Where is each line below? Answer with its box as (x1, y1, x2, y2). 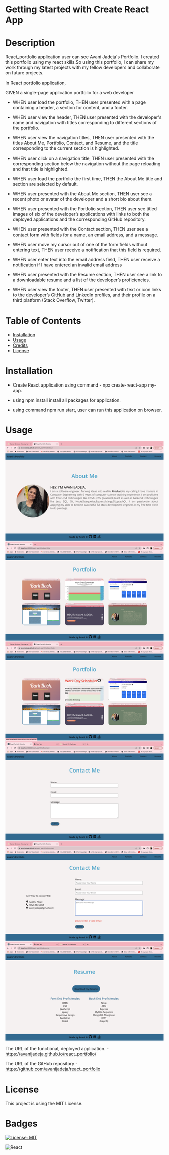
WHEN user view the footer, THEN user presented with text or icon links (12, 287, 162, 293)
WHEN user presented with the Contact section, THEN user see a (12, 226, 148, 233)
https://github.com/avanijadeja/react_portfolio (5, 1066, 101, 1072)
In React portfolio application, (5, 80, 66, 86)
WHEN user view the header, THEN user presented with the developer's (12, 114, 162, 120)
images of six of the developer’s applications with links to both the (12, 211, 150, 217)
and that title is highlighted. (12, 166, 69, 172)
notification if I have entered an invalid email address (12, 262, 122, 268)
